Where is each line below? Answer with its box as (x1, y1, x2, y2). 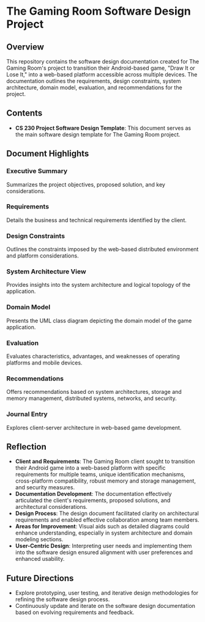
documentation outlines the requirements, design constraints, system (6, 78, 181, 84)
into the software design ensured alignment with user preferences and (15, 549, 193, 556)
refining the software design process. (15, 596, 110, 603)
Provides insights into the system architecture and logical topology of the (6, 281, 191, 289)
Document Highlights (6, 149, 89, 159)
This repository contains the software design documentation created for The (6, 58, 199, 65)
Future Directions (6, 573, 74, 583)
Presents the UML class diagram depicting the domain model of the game (6, 317, 192, 324)
